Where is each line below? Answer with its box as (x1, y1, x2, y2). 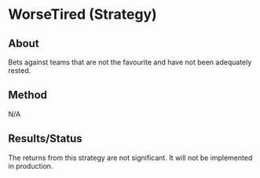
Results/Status (8, 132, 82, 146)
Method (8, 89, 48, 102)
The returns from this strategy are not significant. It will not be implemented (8, 153, 253, 162)
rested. (8, 66, 31, 75)
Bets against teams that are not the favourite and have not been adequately (8, 57, 252, 67)
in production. (8, 161, 53, 170)
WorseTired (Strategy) (8, 5, 157, 24)
